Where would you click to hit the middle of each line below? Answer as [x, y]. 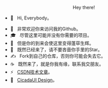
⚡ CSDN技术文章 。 [31, 72]
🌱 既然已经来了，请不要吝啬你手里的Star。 [56, 50]
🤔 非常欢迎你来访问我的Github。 [46, 29]
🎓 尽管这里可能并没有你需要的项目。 [51, 35]
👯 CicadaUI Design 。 [34, 80]
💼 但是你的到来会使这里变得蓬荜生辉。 [52, 43]
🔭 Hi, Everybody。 [31, 18]
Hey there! [84, 7]
